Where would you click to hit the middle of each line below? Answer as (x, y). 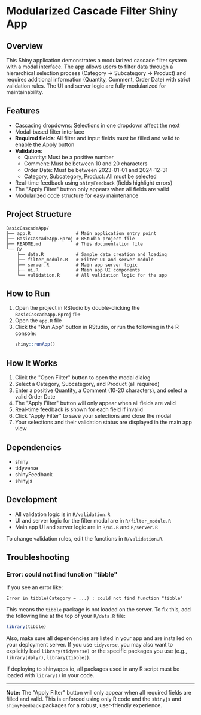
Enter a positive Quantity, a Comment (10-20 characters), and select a (101, 390)
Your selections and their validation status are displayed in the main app (103, 422)
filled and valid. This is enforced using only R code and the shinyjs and (94, 699)
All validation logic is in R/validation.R (63, 514)
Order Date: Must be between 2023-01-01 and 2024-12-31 (96, 170)
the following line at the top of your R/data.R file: (66, 616)
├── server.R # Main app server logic (77, 265)
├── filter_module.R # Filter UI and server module (85, 260)
